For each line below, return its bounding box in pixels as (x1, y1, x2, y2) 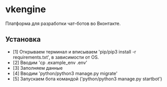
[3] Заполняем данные (12, 65, 63, 71)
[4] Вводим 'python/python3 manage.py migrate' (12, 70, 118, 76)
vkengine (5, 4, 46, 15)
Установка (5, 35, 41, 44)
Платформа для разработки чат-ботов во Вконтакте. (5, 20, 121, 26)
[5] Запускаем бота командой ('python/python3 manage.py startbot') (12, 75, 162, 82)
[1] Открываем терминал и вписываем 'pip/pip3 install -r (12, 48, 136, 54)
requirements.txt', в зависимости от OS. (12, 54, 99, 60)
